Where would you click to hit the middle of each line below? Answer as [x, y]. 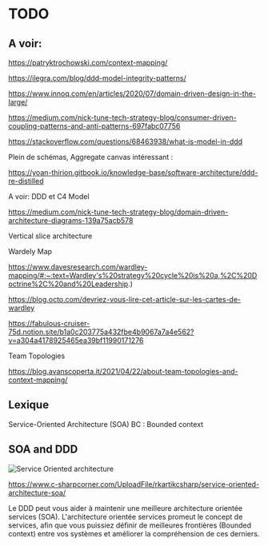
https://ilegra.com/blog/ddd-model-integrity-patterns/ [97, 78]
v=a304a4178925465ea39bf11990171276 [76, 340]
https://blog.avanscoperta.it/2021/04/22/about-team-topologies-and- [123, 371]
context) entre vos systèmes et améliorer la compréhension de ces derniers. [134, 533]
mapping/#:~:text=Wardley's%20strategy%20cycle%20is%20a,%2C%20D [133, 275]
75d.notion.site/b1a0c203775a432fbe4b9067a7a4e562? [101, 332]
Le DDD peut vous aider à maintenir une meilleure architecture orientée [126, 508]
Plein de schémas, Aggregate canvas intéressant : [91, 157]
